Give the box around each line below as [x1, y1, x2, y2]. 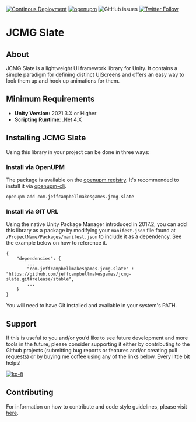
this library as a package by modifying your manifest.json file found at [6, 227, 176, 234]
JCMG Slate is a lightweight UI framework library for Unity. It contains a [6, 65, 178, 71]
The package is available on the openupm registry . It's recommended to [6, 176, 179, 183]
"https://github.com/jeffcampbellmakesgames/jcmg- [6, 271, 132, 277]
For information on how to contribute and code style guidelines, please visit [6, 403, 188, 410]
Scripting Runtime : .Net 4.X [14, 116, 82, 123]
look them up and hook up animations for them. [6, 77, 120, 84]
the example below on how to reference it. [6, 239, 108, 246]
